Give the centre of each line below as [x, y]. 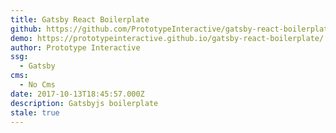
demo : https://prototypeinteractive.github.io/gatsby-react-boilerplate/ [167, 38]
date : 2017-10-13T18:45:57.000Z [77, 94]
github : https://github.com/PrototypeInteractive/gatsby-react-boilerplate [171, 29]
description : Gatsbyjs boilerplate [84, 103]
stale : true [35, 112]
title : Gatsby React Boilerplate [80, 19]
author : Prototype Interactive [75, 47]
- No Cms [37, 85]
